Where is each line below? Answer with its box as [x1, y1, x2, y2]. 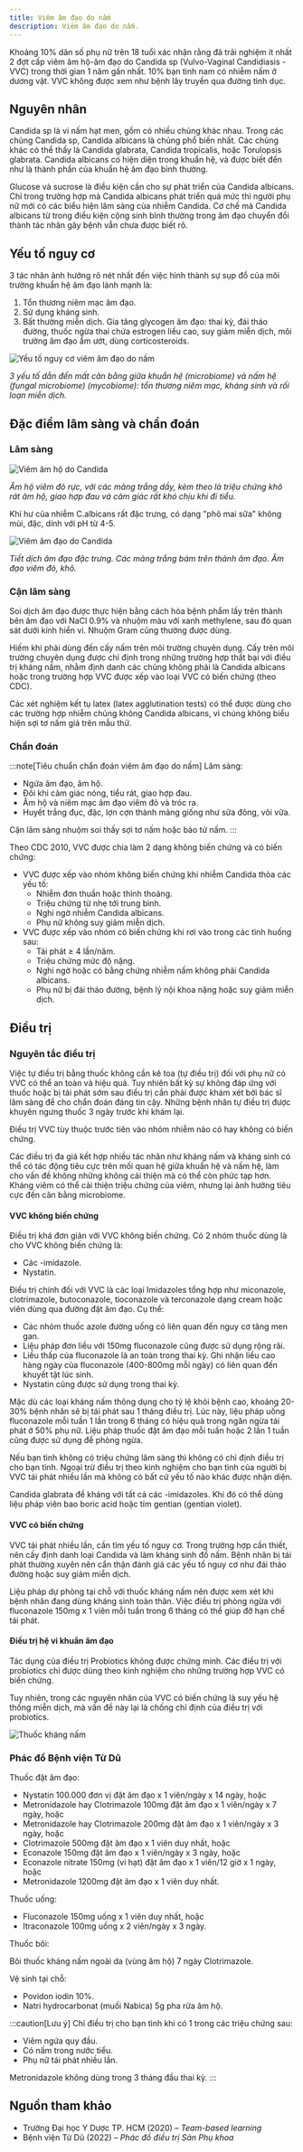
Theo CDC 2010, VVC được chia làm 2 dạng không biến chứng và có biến [9, 842, 283, 853]
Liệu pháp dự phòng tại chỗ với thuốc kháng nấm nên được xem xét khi [9, 1586, 274, 1597]
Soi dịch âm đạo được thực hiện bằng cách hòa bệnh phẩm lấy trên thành [9, 606, 283, 617]
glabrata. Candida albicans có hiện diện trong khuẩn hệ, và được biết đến [9, 155, 283, 165]
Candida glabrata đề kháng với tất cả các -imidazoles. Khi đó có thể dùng [9, 1489, 283, 1500]
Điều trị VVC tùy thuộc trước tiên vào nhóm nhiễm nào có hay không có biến [9, 1124, 294, 1135]
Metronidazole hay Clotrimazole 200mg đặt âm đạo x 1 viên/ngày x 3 [22, 1818, 279, 1829]
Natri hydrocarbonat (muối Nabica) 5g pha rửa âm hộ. [22, 2000, 223, 2011]
